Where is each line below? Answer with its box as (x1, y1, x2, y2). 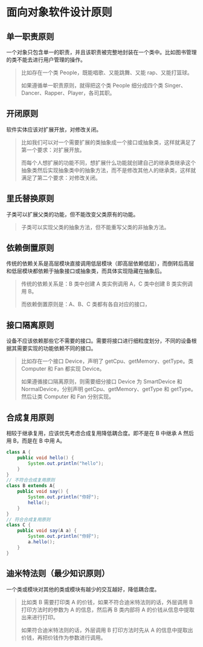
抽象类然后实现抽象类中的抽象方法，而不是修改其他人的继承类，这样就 (21, 167, 196, 174)
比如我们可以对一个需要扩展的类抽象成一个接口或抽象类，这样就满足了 (21, 138, 196, 145)
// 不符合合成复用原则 (6, 477, 56, 483)
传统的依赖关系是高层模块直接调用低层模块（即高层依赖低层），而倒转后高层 (6, 260, 195, 267)
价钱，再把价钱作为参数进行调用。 (21, 634, 106, 641)
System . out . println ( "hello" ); (28, 460, 104, 467)
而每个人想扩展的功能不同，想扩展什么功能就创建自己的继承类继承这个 (21, 159, 196, 166)
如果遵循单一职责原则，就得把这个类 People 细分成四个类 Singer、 (21, 82, 186, 89)
